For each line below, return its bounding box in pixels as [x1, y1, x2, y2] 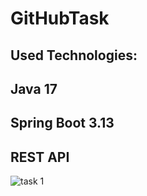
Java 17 [10, 80, 58, 97]
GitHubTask [10, 7, 110, 30]
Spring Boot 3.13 [10, 115, 115, 132]
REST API [10, 148, 70, 166]
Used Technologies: [10, 47, 138, 64]
